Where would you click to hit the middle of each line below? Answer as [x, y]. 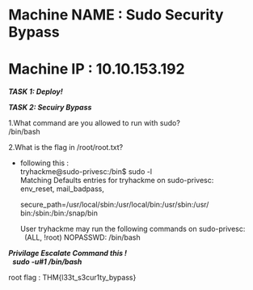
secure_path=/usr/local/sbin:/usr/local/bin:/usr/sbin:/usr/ [114, 205]
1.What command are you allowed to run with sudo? [94, 123]
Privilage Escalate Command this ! [68, 254]
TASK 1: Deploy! [36, 92]
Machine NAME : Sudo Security [116, 15]
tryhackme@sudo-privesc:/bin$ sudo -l [86, 172]
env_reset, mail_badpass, [62, 189]
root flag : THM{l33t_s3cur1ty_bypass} [72, 278]
